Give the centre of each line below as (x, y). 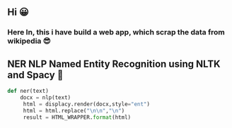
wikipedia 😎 (29, 41)
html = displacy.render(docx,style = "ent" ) (87, 104)
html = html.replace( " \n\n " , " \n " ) (74, 110)
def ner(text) (28, 91)
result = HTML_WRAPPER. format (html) (77, 117)
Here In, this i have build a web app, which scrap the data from (116, 32)
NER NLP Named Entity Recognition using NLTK (114, 64)
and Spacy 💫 (35, 75)
